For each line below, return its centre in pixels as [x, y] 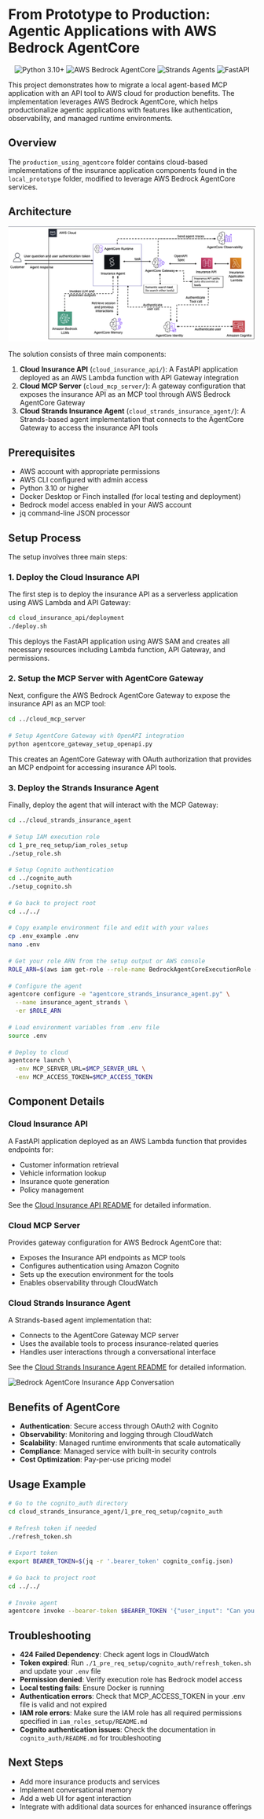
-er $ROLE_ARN [38, 1011]
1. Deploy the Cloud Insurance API [74, 577]
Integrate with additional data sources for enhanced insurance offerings [136, 1806]
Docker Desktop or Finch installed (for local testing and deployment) [130, 497]
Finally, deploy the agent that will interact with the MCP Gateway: [113, 805]
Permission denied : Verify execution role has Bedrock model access [131, 1680]
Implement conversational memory [76, 1790]
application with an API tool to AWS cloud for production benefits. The [121, 93]
